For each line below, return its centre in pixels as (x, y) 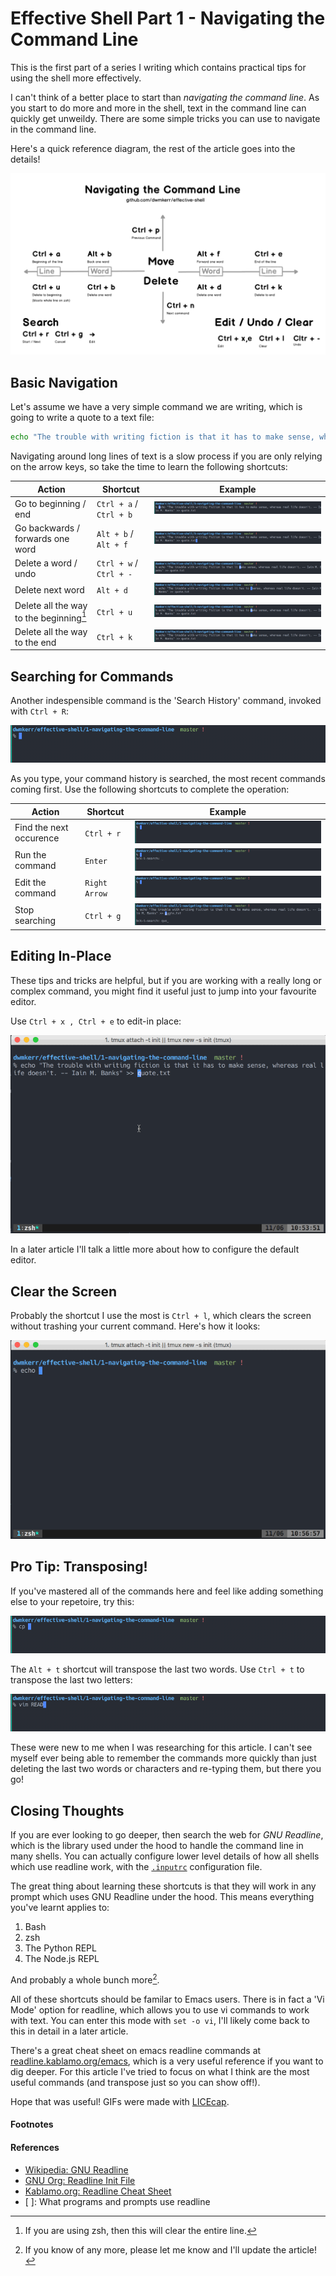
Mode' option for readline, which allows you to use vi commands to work (160, 2009)
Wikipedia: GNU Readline (76, 2169)
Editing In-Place (61, 956)
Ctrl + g (103, 916)
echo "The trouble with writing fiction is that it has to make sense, (162, 437)
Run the (30, 855)
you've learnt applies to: (60, 1908)
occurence (37, 838)
